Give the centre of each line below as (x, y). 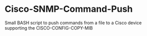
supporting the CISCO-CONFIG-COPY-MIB (49, 28)
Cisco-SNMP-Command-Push (69, 9)
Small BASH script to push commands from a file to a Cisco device (73, 23)
